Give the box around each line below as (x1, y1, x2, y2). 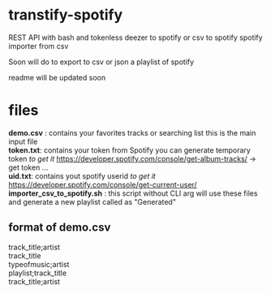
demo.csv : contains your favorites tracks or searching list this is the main (8, 128, 256, 137)
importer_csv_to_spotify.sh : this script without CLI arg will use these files (8, 188, 258, 198)
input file (8, 136, 38, 146)
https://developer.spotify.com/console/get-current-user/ (8, 179, 197, 189)
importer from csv (8, 41, 69, 50)
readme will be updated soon (8, 72, 106, 82)
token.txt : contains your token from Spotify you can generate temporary (8, 145, 252, 155)
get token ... (8, 162, 49, 172)
